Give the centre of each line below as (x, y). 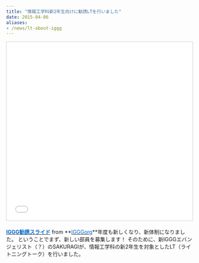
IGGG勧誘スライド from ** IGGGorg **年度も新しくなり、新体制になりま (93, 232)
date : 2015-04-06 (27, 17)
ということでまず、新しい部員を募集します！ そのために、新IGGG (97, 239)
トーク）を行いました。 (55, 254)
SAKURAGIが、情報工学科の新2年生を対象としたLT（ (117, 247)
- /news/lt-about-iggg (34, 28)
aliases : (17, 22)
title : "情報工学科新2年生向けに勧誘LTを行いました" (64, 11)
